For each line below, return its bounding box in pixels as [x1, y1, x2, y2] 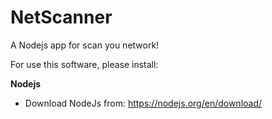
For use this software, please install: [10, 58, 159, 70]
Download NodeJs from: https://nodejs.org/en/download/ [24, 97, 263, 109]
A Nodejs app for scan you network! [10, 39, 160, 51]
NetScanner [10, 6, 113, 29]
